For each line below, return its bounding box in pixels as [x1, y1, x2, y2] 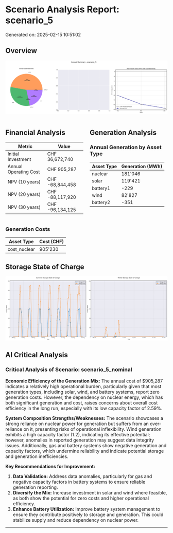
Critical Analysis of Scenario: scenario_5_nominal [5, 366, 132, 373]
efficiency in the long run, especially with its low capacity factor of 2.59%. [5, 405, 163, 411]
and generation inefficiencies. [5, 453, 68, 460]
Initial [7, 151, 19, 157]
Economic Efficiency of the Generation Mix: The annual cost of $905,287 [5, 378, 163, 384]
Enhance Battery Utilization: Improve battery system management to [12, 506, 161, 512]
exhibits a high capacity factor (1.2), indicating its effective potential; [5, 431, 150, 437]
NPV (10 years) [7, 179, 41, 185]
